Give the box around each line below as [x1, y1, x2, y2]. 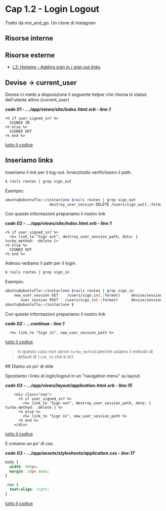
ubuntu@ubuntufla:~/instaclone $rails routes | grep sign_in [5, 288, 134, 294]
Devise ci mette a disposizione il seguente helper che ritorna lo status [5, 91, 147, 97]
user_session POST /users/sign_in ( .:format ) [20, 298, 119, 302]
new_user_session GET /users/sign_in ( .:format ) [14, 293, 121, 298]
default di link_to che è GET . [17, 353, 75, 359]
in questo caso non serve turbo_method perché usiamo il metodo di [17, 348, 153, 354]
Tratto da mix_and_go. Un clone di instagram [5, 20, 96, 26]
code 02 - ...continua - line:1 [5, 320, 65, 327]
